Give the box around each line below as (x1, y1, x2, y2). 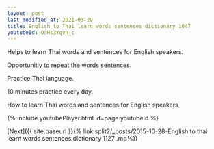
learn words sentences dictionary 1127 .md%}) (7, 135, 138, 143)
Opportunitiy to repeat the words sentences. (7, 61, 132, 69)
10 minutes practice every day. (7, 87, 94, 96)
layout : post (7, 10, 44, 17)
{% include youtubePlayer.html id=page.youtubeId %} (7, 114, 159, 122)
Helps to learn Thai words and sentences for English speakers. (7, 48, 184, 56)
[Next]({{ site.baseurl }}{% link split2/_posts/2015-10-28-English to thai (7, 127, 208, 135)
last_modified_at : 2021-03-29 (7, 16, 94, 23)
